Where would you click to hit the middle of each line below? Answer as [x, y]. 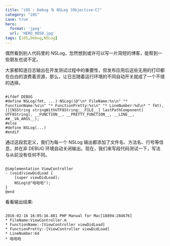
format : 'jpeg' [26, 29]
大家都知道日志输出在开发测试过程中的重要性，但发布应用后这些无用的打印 [83, 70]
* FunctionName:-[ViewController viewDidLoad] [55, 225]
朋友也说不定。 [25, 59]
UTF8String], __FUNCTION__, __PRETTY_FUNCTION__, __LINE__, [70, 114]
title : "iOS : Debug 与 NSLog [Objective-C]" [54, 10]
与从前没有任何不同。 [27, 155]
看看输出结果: [19, 202]
